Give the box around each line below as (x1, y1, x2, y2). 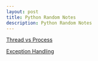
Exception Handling (6, 48, 54, 55)
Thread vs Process (6, 36, 53, 44)
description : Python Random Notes (6, 20, 93, 26)
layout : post (6, 8, 39, 15)
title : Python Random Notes (6, 14, 76, 20)
